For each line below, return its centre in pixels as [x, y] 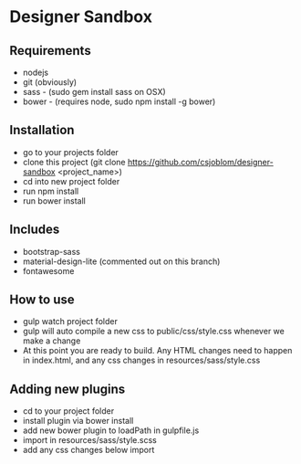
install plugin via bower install [78, 421]
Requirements [50, 51]
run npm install [51, 191]
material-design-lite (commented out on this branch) [121, 261]
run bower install [54, 200]
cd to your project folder [68, 411]
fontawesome [48, 270]
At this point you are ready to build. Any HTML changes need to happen [157, 351]
